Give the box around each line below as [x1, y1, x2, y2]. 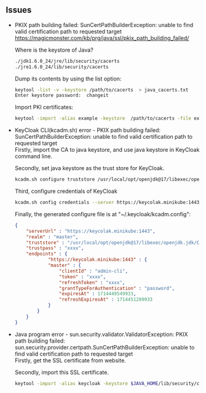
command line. [14, 153, 53, 160]
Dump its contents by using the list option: [14, 75, 122, 82]
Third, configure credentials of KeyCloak [14, 187, 117, 195]
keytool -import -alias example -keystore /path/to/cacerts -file [14, 115, 192, 122]
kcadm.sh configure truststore [14, 176, 95, 183]
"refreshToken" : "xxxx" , [58, 279, 125, 286]
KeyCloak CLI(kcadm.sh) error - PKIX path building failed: [14, 126, 161, 134]
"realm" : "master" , [26, 233, 79, 240]
